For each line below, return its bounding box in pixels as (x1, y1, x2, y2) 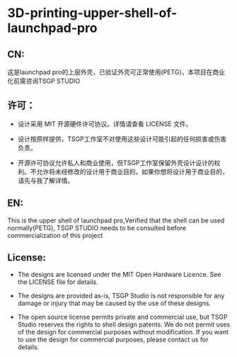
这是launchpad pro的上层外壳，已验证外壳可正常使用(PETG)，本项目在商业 (7, 68, 225, 76)
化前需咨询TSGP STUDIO (7, 76, 81, 85)
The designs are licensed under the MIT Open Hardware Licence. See (17, 271, 221, 279)
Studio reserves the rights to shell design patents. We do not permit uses (17, 320, 231, 329)
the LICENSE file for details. (17, 278, 98, 286)
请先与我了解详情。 (17, 176, 74, 185)
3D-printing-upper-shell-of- (7, 5, 178, 21)
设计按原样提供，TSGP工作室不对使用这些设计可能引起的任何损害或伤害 (17, 135, 227, 143)
